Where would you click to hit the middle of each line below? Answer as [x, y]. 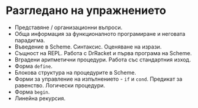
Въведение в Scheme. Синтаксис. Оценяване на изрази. [88, 47]
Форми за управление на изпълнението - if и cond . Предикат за [98, 79]
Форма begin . [32, 92]
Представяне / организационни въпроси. [68, 27]
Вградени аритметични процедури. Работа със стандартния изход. [103, 59]
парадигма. [30, 40]
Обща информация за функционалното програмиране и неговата [100, 33]
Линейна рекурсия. [40, 98]
